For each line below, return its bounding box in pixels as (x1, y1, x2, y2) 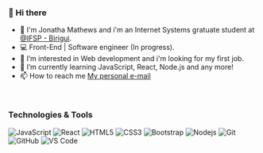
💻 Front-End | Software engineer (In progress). (19, 43, 175, 52)
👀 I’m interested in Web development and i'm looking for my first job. (19, 54, 245, 63)
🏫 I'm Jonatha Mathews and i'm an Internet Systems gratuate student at (19, 25, 255, 35)
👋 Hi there (8, 7, 48, 18)
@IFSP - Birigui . (19, 33, 72, 43)
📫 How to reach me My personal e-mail (19, 71, 151, 81)
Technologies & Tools (8, 109, 93, 120)
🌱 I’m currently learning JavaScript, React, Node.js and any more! (19, 63, 234, 72)
